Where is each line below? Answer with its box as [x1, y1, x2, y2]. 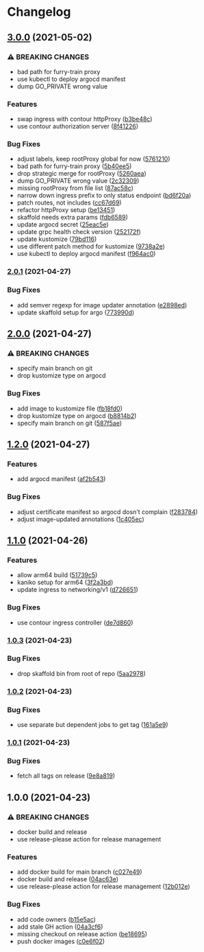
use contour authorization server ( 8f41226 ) [16, 122, 139, 130]
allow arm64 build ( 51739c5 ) [16, 571, 98, 579]
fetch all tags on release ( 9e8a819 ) [16, 771, 115, 780]
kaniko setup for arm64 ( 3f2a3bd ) [16, 578, 114, 587]
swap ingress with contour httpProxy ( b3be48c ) [16, 115, 153, 124]
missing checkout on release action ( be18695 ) [16, 929, 148, 938]
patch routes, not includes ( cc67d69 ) [16, 198, 122, 207]
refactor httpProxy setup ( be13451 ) [16, 206, 116, 214]
